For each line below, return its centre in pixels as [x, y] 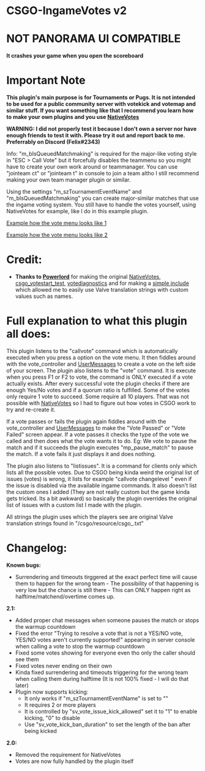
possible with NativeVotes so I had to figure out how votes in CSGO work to [101, 403]
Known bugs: [24, 565]
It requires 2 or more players [60, 705]
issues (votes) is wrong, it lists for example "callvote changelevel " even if [99, 479]
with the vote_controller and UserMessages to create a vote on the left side [101, 364]
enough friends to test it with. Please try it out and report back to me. [96, 135]
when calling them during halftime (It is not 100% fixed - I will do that [102, 678]
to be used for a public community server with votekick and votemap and [101, 104]
